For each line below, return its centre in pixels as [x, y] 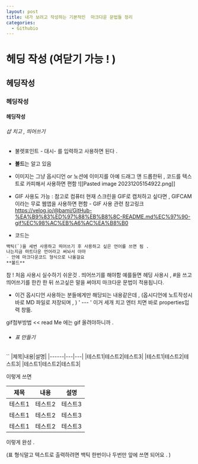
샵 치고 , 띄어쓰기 [26, 131]
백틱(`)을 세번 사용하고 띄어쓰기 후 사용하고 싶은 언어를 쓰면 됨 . [78, 246]
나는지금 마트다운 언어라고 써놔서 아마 [46, 252]
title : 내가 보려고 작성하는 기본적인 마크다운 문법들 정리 [69, 17]
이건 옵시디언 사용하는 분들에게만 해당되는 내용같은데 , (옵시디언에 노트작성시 [103, 295]
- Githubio [25, 28]
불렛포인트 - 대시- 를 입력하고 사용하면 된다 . [66, 151]
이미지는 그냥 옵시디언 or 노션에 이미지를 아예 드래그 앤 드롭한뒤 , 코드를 [98, 176]
